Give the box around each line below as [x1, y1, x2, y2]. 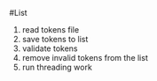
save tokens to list [21, 34, 89, 44]
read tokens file [21, 25, 80, 34]
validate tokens [21, 43, 78, 54]
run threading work [21, 62, 93, 72]
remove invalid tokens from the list [21, 53, 148, 63]
